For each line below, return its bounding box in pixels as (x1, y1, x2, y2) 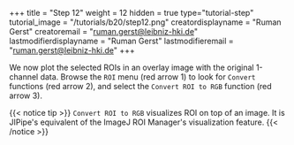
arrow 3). (9, 90, 42, 101)
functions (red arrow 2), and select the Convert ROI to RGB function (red (9, 81, 272, 91)
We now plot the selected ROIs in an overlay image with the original (9, 62, 254, 72)
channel (9, 72, 39, 82)
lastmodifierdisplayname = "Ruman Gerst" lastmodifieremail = (9, 35, 234, 46)
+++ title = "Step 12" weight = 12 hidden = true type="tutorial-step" (9, 8, 254, 18)
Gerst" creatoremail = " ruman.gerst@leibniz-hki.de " (9, 27, 199, 36)
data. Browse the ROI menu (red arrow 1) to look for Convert (40, 72, 256, 82)
